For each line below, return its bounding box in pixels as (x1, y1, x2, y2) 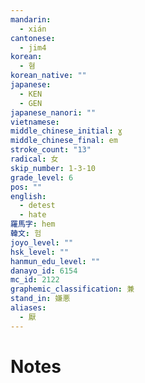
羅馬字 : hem (10, 219, 56, 230)
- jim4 (19, 42, 47, 53)
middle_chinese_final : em (10, 136, 118, 146)
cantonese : (10, 33, 56, 43)
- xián (19, 24, 47, 34)
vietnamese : (10, 117, 60, 127)
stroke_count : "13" (10, 145, 92, 155)
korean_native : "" (10, 71, 87, 81)
